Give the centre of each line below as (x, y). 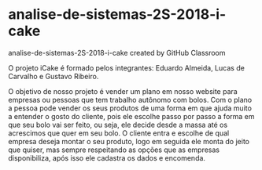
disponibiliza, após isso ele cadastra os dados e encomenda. (107, 157)
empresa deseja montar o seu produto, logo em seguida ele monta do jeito (129, 141)
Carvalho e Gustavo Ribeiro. (54, 76)
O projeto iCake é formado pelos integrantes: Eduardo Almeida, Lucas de (127, 67)
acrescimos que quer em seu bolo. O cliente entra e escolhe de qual (119, 133)
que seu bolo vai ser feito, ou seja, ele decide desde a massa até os (118, 125)
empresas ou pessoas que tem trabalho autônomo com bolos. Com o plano (130, 99)
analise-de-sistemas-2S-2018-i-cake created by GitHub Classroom (117, 52)
